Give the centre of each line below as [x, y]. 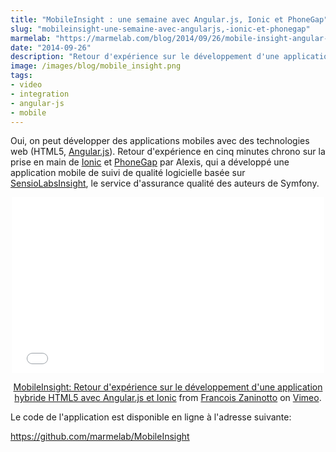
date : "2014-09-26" [51, 47]
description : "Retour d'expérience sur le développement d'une [145, 57]
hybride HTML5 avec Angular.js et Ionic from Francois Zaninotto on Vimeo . [168, 398]
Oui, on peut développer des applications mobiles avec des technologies [160, 141]
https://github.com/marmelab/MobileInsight [100, 437]
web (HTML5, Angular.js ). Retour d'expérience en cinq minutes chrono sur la [168, 152]
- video [26, 85]
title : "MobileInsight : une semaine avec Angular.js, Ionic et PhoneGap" [169, 19]
